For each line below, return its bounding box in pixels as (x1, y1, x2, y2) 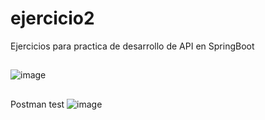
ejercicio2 (10, 7, 95, 30)
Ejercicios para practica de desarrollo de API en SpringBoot (10, 40, 255, 52)
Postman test (10, 98, 65, 110)
